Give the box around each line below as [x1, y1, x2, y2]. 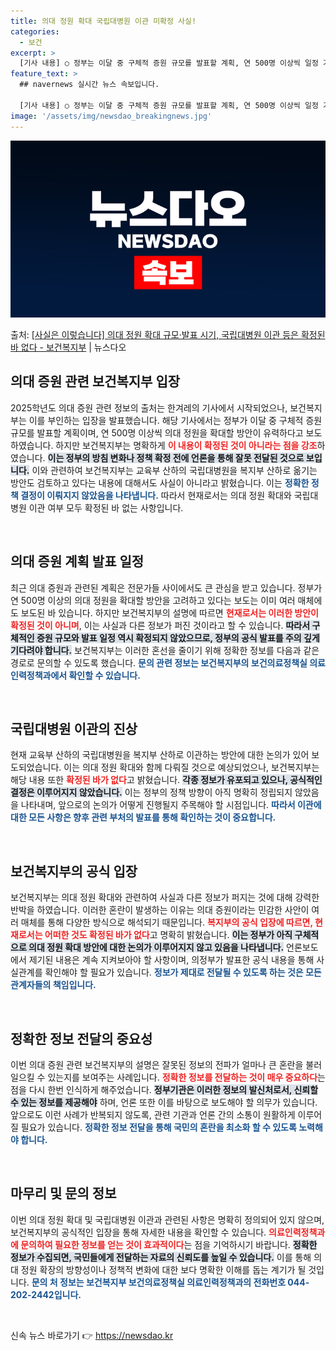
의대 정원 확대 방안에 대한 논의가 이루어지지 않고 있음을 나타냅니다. [28, 941, 285, 954]
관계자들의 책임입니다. [10, 979, 97, 991]
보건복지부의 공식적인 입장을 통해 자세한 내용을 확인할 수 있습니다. [10, 1226, 267, 1238]
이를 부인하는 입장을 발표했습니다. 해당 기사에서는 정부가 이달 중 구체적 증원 [28, 414, 323, 426]
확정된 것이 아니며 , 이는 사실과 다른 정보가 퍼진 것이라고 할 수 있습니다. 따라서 [10, 619, 311, 631]
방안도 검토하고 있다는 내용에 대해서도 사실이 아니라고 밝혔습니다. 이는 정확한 [10, 476, 310, 489]
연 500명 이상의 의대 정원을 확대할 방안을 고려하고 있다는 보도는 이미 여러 [10, 594, 296, 606]
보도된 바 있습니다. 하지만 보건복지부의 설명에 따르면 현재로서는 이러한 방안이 [20, 606, 319, 619]
